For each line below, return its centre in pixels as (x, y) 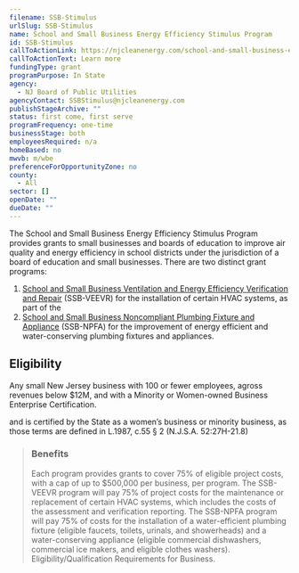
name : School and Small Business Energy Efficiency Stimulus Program (141, 34)
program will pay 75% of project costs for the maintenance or (171, 492)
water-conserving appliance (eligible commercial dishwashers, (146, 539)
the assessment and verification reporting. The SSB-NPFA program (154, 511)
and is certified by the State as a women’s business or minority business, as (148, 422)
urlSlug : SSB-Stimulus (51, 26)
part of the (41, 307)
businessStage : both (48, 134)
